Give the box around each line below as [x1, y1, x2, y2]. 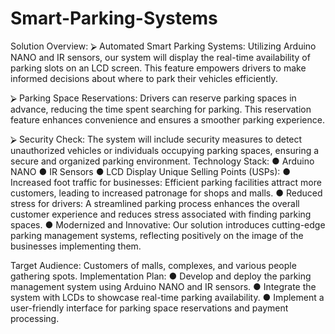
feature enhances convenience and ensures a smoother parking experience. [10, 113, 325, 126]
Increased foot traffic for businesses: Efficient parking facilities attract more [10, 176, 322, 188]
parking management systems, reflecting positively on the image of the [10, 229, 304, 241]
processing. [10, 312, 60, 324]
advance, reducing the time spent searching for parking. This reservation [10, 103, 312, 115]
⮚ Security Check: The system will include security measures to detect [10, 133, 303, 145]
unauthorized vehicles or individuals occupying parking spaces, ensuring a [10, 144, 320, 156]
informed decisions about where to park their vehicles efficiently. [10, 72, 278, 84]
